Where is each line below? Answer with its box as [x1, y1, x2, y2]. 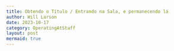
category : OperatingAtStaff [6, 25, 76, 31]
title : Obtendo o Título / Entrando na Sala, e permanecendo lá [6, 8, 169, 15]
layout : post [6, 30, 39, 36]
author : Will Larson [6, 14, 58, 20]
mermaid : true [6, 36, 42, 42]
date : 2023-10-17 [6, 19, 49, 25]
